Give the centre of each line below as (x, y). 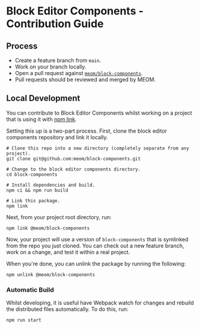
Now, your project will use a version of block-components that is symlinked (97, 239)
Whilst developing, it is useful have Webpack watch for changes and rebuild (100, 303)
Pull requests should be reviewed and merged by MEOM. (85, 80)
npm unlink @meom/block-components (51, 274)
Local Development (43, 98)
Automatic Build (30, 289)
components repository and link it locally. (57, 137)
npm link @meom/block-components (48, 228)
